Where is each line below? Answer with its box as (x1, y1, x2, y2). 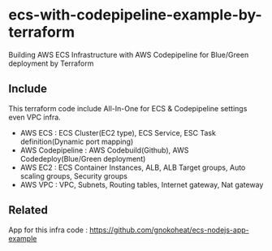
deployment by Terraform (8, 58, 94, 68)
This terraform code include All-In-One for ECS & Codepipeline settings (8, 103, 248, 113)
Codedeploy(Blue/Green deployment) (19, 154, 146, 163)
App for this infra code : (8, 225, 88, 235)
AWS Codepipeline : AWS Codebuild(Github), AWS (19, 145, 189, 155)
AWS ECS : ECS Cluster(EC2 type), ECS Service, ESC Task (19, 128, 217, 137)
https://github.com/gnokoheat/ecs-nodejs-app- (89, 225, 249, 235)
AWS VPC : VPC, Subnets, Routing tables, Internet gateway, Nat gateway (19, 180, 264, 189)
